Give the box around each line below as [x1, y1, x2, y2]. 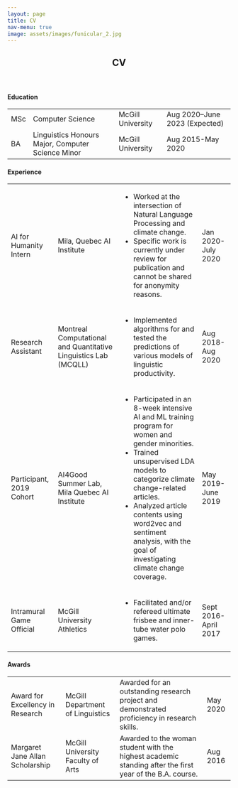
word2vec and [133, 519, 182, 529]
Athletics [57, 625, 87, 635]
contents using [133, 509, 183, 519]
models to [133, 465, 166, 475]
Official [11, 625, 35, 635]
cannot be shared [133, 271, 192, 281]
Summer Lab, [57, 479, 103, 489]
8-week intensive [133, 403, 193, 413]
